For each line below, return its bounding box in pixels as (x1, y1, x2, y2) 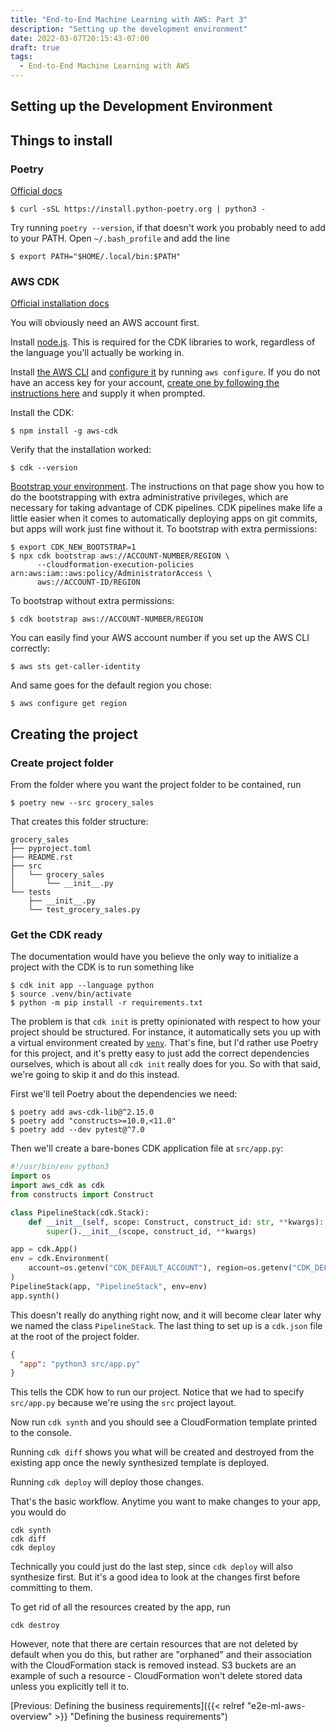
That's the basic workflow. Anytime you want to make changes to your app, (10, 1496, 321, 1508)
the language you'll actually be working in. (10, 347, 185, 359)
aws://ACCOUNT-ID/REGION (36, 577, 141, 588)
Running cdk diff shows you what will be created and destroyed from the (10, 1446, 315, 1458)
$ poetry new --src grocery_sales (10, 798, 155, 808)
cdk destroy (10, 1621, 60, 1631)
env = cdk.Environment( (10, 1254, 110, 1264)
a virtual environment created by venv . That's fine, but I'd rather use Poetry (10, 1037, 319, 1049)
